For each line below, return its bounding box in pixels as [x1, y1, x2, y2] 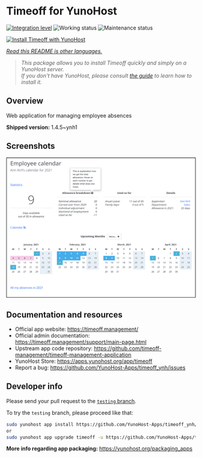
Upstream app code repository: [14, 345, 93, 352]
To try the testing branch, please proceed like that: [6, 409, 133, 416]
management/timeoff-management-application [14, 351, 132, 358]
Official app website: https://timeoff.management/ [14, 325, 139, 333]
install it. [20, 78, 42, 86]
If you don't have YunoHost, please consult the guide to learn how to [20, 72, 192, 79]
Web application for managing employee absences [6, 111, 132, 119]
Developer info [6, 381, 63, 392]
